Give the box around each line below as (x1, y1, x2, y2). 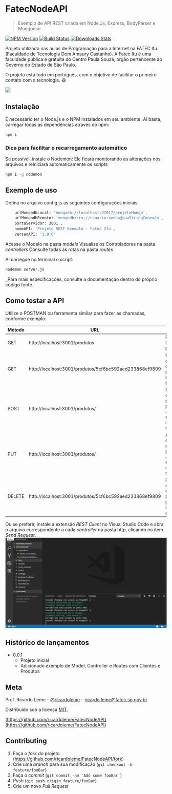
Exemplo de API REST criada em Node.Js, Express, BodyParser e (17, 20, 156, 26)
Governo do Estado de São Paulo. (5, 61, 77, 68)
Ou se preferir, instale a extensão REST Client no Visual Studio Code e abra (5, 521, 164, 527)
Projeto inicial (20, 657, 49, 663)
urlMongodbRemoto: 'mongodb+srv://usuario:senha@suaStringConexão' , (14, 216, 164, 221)
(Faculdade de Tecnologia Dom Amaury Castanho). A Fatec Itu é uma (5, 51, 152, 57)
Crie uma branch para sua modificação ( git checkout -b (12, 761, 133, 767)
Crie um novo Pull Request (12, 783, 69, 789)
